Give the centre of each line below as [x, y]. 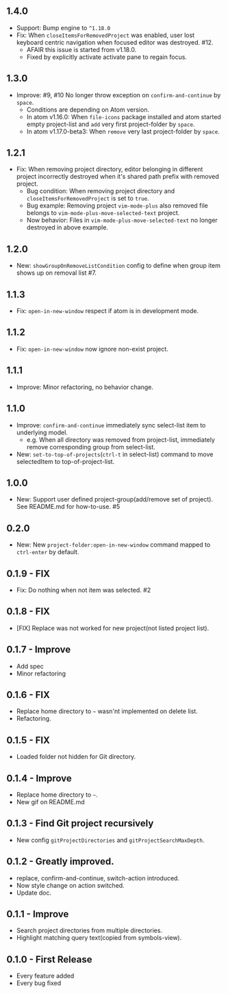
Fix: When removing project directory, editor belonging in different [110, 169]
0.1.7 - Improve [39, 650]
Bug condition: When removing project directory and [101, 191]
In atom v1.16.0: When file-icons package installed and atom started [124, 116]
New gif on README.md [50, 802]
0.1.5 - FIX [28, 740]
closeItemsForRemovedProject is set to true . [88, 199]
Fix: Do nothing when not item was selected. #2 [84, 590]
